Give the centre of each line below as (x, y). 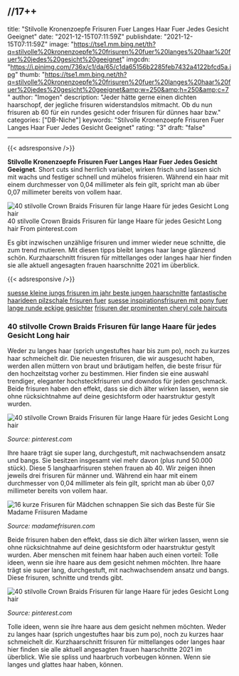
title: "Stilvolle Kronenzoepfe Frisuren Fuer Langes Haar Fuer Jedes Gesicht (118, 29)
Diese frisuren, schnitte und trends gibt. (65, 578)
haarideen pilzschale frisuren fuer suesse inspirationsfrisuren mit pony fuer (118, 300)
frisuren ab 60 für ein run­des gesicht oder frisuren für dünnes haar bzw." (114, 112)
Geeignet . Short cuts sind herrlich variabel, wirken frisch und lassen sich (115, 169)
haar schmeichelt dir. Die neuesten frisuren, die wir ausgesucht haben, (111, 359)
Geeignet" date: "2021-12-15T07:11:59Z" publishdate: (85, 36)
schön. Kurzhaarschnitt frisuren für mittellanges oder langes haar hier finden (119, 257)
